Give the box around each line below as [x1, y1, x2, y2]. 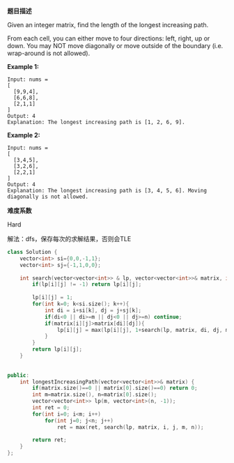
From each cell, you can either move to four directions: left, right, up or [7, 34, 210, 43]
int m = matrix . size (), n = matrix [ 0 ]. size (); [32, 391, 157, 398]
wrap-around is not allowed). [7, 49, 91, 57]
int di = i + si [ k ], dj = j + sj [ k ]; [44, 307, 142, 314]
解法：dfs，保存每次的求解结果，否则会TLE [7, 235, 132, 243]
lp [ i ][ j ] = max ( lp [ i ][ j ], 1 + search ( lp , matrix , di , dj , [56, 326, 223, 333]
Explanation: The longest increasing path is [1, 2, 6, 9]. [7, 119, 186, 126]
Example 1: [7, 63, 40, 70]
